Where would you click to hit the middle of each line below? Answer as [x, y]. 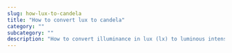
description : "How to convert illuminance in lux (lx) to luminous [106, 39]
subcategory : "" [30, 33]
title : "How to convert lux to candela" [66, 20]
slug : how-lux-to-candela [44, 13]
